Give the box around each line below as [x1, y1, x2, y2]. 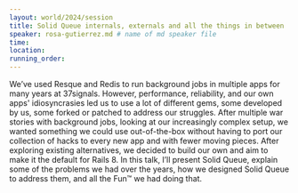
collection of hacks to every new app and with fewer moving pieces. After [9, 135, 279, 146]
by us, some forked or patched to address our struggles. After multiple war [9, 108, 284, 117]
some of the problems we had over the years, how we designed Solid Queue [9, 164, 290, 174]
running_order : [9, 54, 66, 63]
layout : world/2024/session [9, 12, 114, 22]
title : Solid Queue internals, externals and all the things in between [9, 21, 285, 30]
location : [9, 46, 46, 55]
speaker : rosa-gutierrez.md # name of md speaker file [9, 29, 217, 38]
